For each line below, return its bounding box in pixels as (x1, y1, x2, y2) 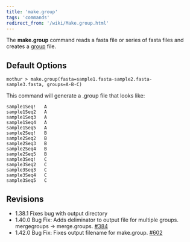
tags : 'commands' (6, 14, 50, 20)
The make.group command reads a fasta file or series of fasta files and (6, 37, 184, 44)
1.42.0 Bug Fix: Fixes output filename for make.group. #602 (14, 229, 163, 236)
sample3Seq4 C (6, 172, 47, 178)
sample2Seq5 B (6, 151, 47, 157)
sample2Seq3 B (6, 141, 47, 147)
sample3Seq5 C (6, 178, 47, 184)
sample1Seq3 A (6, 114, 47, 120)
